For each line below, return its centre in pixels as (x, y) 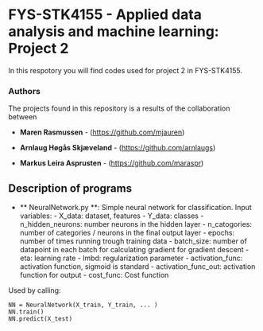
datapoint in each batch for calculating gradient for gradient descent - (134, 250)
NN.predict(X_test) (41, 319)
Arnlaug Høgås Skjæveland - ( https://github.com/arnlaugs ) (118, 148)
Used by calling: (35, 290)
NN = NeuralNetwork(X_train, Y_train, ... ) (83, 305)
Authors (25, 91)
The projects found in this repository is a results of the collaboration (119, 108)
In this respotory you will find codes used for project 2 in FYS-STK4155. (125, 70)
